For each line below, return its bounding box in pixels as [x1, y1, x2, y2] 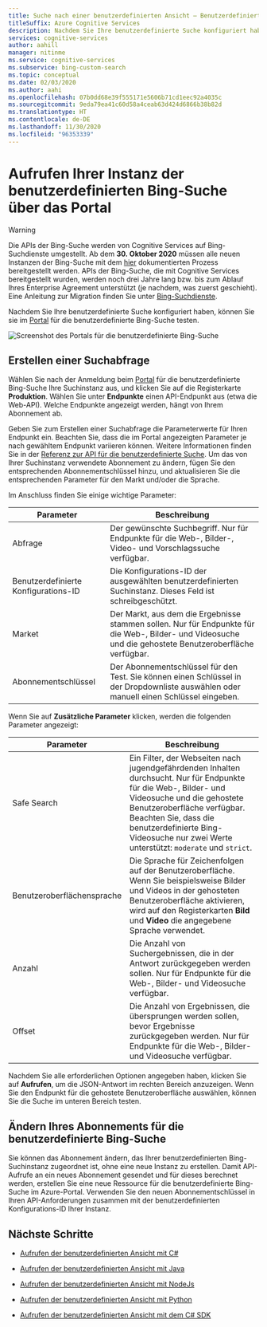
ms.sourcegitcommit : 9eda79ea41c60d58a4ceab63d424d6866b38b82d [8, 100, 222, 108]
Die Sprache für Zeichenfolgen [129, 855, 245, 866]
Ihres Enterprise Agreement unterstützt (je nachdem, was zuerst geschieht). [8, 282, 257, 292]
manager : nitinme [8, 49, 66, 57]
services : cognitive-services [8, 33, 109, 42]
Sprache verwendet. [129, 925, 205, 936]
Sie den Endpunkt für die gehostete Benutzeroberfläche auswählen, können [8, 1088, 257, 1097]
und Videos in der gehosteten [129, 885, 240, 896]
